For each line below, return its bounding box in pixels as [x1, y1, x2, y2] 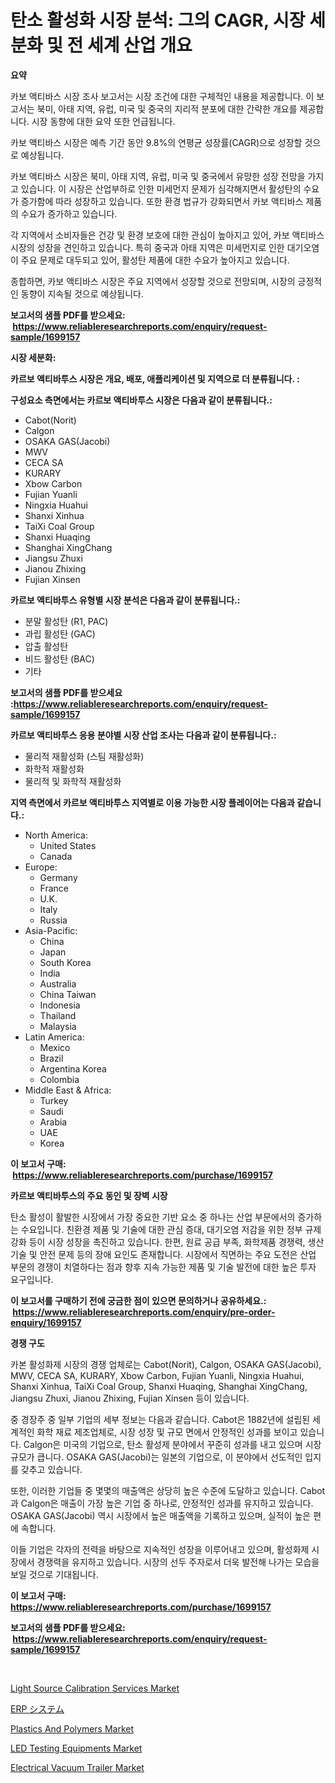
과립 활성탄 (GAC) [24, 627, 96, 640]
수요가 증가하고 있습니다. [20, 207, 118, 220]
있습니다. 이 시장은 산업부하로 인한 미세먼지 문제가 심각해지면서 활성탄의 [20, 182, 302, 195]
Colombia [39, 1073, 80, 1085]
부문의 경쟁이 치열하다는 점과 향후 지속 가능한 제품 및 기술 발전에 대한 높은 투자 [10, 1261, 317, 1273]
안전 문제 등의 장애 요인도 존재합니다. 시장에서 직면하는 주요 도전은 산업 [39, 1248, 317, 1260]
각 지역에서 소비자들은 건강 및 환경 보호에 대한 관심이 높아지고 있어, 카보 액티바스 [10, 229, 325, 241]
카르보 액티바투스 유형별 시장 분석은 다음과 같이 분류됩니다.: [10, 594, 241, 606]
